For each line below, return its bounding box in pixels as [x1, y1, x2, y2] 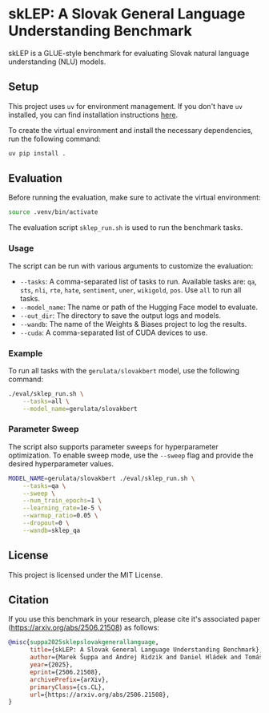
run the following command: [8, 134, 102, 143]
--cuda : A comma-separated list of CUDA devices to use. [19, 328, 208, 337]
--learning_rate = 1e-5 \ [22, 504, 102, 513]
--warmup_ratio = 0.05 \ [22, 512, 98, 520]
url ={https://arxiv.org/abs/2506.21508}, [29, 691, 171, 699]
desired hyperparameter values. [8, 458, 114, 469]
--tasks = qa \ [22, 481, 66, 489]
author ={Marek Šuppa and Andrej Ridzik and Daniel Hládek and [29, 654, 242, 662]
